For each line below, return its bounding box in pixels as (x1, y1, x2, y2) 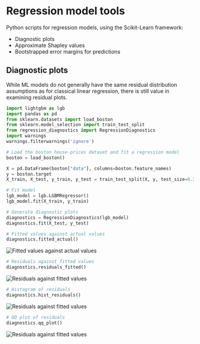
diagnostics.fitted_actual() (6, 236, 79, 242)
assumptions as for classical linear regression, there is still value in (6, 87, 170, 95)
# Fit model (6, 187, 36, 193)
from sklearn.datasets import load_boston (6, 116, 113, 123)
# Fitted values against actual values (6, 231, 105, 237)
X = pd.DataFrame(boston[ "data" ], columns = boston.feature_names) (6, 165, 171, 171)
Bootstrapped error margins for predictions (14, 48, 121, 55)
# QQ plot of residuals (6, 314, 65, 320)
